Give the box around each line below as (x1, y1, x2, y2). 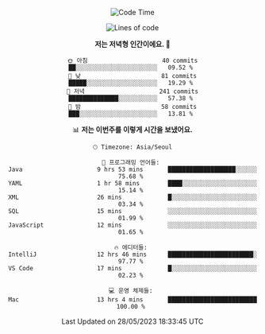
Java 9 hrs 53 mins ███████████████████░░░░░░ (8, 165, 257, 173)
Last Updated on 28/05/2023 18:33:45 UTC (61, 317, 204, 326)
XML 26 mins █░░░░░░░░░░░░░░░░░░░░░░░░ (8, 193, 257, 201)
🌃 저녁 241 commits (66, 87, 199, 95)
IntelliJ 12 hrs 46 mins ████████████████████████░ (8, 250, 257, 258)
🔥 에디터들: (113, 243, 148, 251)
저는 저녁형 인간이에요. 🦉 (94, 40, 171, 49)
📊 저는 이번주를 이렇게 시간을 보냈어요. (71, 125, 194, 134)
